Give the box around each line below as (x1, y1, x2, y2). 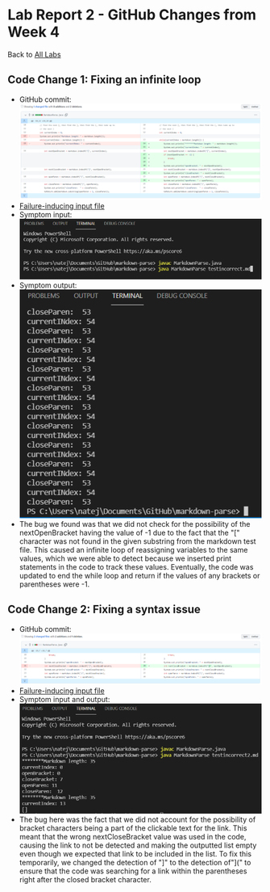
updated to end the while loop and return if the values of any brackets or (19, 570, 260, 580)
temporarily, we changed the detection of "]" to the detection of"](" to (19, 858, 251, 868)
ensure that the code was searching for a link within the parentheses (19, 866, 247, 876)
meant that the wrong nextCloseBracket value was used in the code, (19, 832, 247, 842)
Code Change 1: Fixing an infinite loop (7, 73, 201, 86)
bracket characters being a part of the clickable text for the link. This (19, 823, 247, 833)
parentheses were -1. (19, 579, 90, 589)
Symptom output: (19, 280, 77, 290)
